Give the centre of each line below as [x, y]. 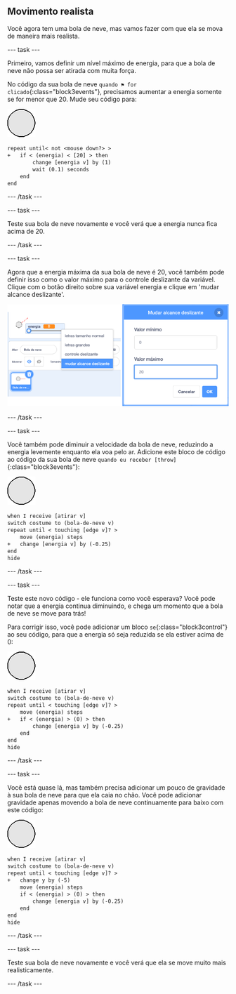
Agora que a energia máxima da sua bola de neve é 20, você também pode [116, 272]
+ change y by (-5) [39, 880]
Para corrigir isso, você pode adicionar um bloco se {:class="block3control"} [118, 627]
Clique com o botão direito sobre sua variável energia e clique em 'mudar [113, 286]
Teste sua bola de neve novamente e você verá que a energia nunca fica [112, 223]
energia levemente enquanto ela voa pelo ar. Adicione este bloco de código [117, 452]
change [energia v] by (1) [72, 162]
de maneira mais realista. [44, 36]
